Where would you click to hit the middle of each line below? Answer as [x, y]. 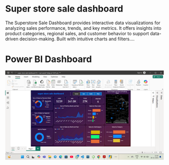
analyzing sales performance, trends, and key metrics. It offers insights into [83, 28]
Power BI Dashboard [49, 59]
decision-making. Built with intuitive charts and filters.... [77, 39]
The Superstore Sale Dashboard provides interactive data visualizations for [83, 23]
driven [12, 39]
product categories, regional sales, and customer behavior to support [77, 33]
